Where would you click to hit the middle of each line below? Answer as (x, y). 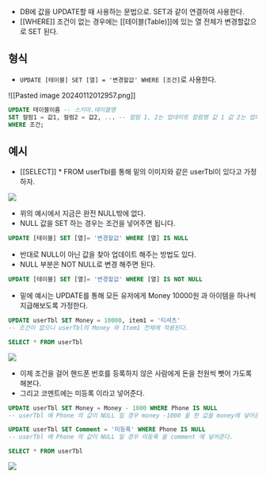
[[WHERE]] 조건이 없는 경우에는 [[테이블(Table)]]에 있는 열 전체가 (121, 21)
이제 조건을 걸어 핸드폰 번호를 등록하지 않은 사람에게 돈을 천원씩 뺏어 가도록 (136, 373)
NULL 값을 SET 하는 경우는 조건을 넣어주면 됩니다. (97, 224)
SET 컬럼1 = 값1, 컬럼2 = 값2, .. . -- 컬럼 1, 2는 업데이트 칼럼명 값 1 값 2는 (127, 117)
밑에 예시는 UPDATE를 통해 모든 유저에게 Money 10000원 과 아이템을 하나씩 (138, 295)
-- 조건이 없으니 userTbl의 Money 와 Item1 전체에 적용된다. (99, 327)
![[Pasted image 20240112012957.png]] (72, 95)
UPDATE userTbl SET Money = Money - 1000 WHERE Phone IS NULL (113, 408)
